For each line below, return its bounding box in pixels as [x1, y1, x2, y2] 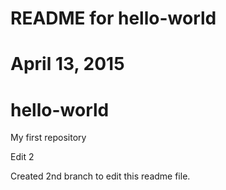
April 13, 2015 [10, 53, 125, 76]
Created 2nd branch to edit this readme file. [10, 170, 191, 182]
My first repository [10, 132, 87, 144]
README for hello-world [10, 7, 217, 30]
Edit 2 [10, 151, 35, 163]
